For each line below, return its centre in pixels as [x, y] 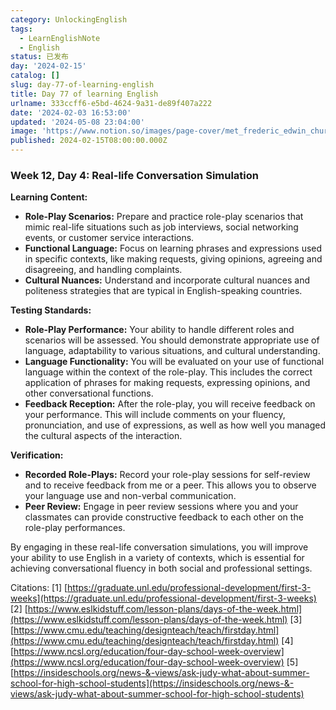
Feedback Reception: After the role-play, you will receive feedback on [170, 404]
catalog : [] [35, 76]
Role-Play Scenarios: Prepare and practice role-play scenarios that [164, 217]
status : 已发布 [39, 57]
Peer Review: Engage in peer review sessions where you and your [161, 507]
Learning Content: [49, 197]
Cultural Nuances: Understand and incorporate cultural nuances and [167, 280]
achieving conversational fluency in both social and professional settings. [161, 568]
